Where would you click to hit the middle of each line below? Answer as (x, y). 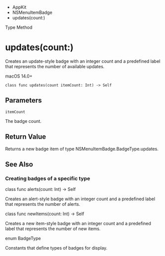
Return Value (26, 137)
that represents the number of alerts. (43, 204)
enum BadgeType (23, 239)
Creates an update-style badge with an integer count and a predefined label (83, 61)
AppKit (19, 7)
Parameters (24, 101)
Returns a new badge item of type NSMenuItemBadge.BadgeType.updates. (82, 149)
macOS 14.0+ (19, 76)
